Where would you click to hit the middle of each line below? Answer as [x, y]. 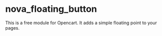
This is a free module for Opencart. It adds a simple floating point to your [81, 23]
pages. [12, 28]
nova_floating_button [51, 9]
